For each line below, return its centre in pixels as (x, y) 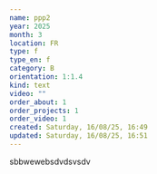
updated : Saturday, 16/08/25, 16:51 (78, 136)
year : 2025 (30, 26)
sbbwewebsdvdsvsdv (50, 161)
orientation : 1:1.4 (46, 77)
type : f (24, 52)
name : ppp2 (30, 18)
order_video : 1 (38, 119)
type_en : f (30, 60)
